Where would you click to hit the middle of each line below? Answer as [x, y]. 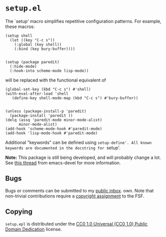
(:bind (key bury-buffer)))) [45, 49]
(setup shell [19, 36]
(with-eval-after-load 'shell [37, 94]
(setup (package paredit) [32, 62]
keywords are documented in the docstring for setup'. [63, 148]
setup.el [23, 8]
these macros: [20, 27]
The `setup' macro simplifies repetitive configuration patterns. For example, [84, 21]
